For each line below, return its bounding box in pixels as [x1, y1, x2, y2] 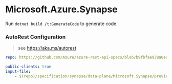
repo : [5, 55, 17, 60]
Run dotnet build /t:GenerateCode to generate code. [5, 20, 118, 27]
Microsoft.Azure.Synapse [5, 4, 118, 15]
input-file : [5, 69, 31, 74]
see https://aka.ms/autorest [17, 45, 77, 51]
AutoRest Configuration [5, 33, 66, 40]
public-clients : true [5, 64, 52, 70]
